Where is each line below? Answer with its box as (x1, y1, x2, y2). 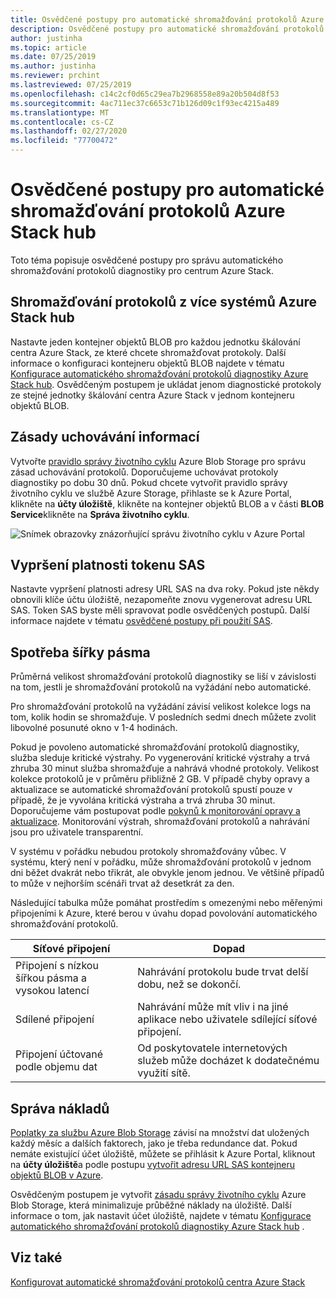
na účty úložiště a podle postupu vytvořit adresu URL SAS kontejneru (10, 1159, 296, 1170)
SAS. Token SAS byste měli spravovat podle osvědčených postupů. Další (10, 604, 310, 616)
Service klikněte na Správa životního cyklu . (10, 508, 190, 520)
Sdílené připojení (15, 1012, 95, 1026)
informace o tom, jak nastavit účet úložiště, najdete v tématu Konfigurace (10, 1210, 312, 1221)
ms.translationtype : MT (10, 107, 110, 118)
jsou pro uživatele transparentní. (10, 826, 144, 838)
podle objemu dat (15, 1060, 98, 1074)
